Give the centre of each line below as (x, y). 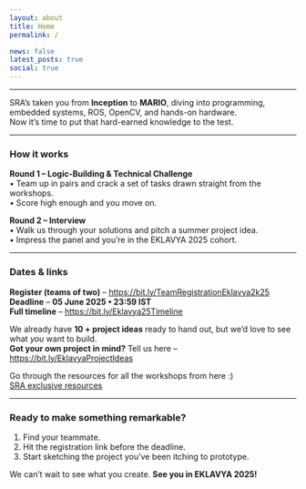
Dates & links (39, 272)
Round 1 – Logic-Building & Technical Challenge (101, 174)
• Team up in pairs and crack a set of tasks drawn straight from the (135, 184)
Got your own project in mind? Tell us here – (93, 348)
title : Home (32, 26)
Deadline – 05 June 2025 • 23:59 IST (81, 301)
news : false (32, 51)
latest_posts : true (46, 60)
